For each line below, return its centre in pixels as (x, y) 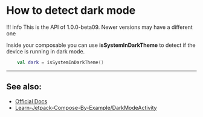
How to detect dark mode (71, 10)
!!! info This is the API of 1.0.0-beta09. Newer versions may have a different (100, 27)
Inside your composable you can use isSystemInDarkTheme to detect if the (101, 45)
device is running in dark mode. (46, 51)
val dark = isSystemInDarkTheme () (60, 62)
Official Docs (31, 101)
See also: (24, 87)
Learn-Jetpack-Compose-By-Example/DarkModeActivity (86, 107)
